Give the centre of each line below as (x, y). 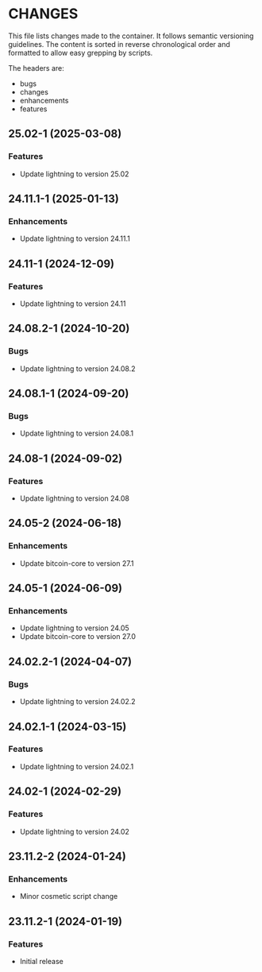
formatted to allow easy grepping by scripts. (81, 52)
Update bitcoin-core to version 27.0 (78, 637)
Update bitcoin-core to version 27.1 (77, 563)
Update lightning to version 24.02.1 (77, 766)
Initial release (41, 961)
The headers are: (37, 68)
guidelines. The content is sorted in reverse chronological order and (119, 44)
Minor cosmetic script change (69, 896)
